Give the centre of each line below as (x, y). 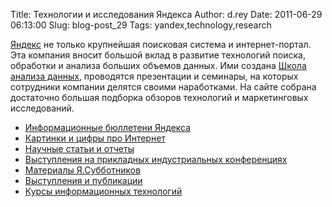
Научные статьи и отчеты (79, 148)
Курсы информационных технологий (103, 191)
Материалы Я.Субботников (83, 170)
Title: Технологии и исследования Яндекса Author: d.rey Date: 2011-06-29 (166, 14)
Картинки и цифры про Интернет (95, 138)
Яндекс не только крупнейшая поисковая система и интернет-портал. (161, 44)
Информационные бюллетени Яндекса (108, 127)
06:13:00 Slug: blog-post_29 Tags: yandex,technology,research (141, 25)
